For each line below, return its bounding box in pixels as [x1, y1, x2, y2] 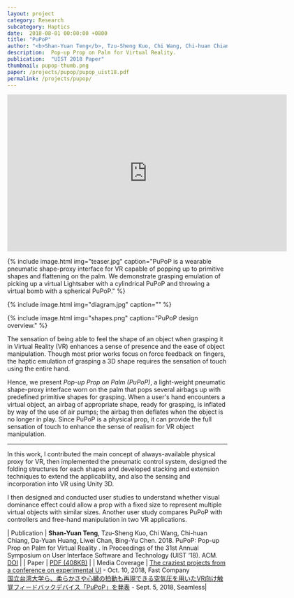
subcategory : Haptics [7, 23, 71, 30]
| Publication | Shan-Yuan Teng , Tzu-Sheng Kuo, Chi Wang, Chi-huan [7, 529, 208, 537]
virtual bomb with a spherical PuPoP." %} [7, 287, 126, 295]
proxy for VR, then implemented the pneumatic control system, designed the [7, 458, 227, 466]
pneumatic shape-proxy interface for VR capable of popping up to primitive [7, 264, 224, 273]
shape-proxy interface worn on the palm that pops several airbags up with [7, 385, 221, 394]
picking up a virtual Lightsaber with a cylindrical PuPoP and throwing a [7, 280, 210, 288]
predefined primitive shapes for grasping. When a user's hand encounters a [7, 393, 226, 401]
